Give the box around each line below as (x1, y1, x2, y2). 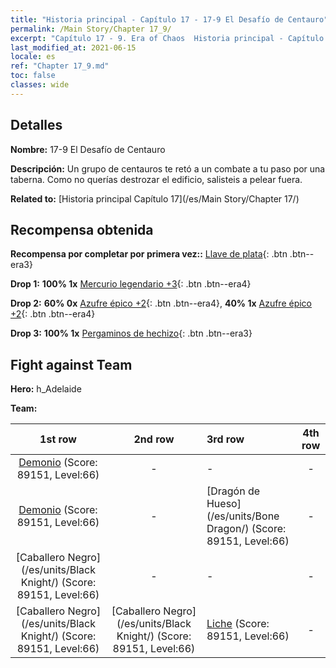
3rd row (206, 432, 245, 446)
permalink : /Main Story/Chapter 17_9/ (10, 24, 172, 34)
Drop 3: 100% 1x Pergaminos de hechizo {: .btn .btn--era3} (10, 327, 253, 340)
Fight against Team (10, 356, 133, 373)
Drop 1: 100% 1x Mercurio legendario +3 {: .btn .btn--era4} (10, 278, 252, 290)
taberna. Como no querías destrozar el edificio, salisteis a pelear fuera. (10, 173, 303, 185)
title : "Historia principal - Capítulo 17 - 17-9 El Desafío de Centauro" (10, 14, 329, 25)
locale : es (10, 52, 56, 62)
